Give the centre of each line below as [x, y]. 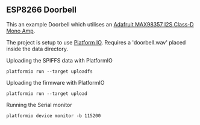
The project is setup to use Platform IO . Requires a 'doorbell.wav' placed [96, 42]
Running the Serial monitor [39, 105]
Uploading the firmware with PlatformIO [55, 82]
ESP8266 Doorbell [42, 10]
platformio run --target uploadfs [50, 72]
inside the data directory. [37, 49]
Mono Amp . [21, 31]
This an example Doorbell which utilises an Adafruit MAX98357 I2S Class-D [100, 24]
